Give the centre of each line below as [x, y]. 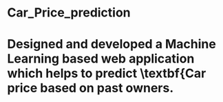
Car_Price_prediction [69, 13]
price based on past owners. [91, 88]
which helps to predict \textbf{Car [107, 73]
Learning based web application [101, 59]
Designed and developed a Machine [112, 44]
